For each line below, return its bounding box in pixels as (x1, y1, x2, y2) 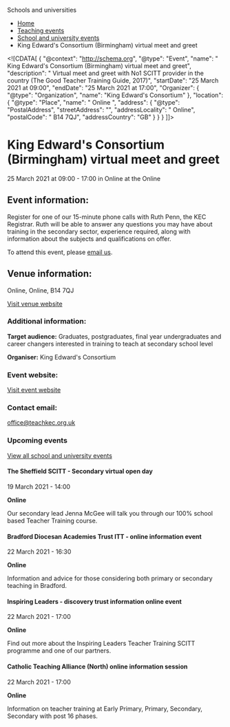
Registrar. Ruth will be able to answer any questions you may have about (7, 220, 213, 228)
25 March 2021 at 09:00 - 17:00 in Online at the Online (7, 174, 161, 182)
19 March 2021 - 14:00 (7, 482, 71, 491)
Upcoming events (7, 436, 67, 445)
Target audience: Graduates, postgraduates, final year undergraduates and (7, 332, 222, 340)
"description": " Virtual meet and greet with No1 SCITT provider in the (7, 69, 205, 77)
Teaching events (17, 27, 65, 34)
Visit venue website (7, 299, 63, 308)
